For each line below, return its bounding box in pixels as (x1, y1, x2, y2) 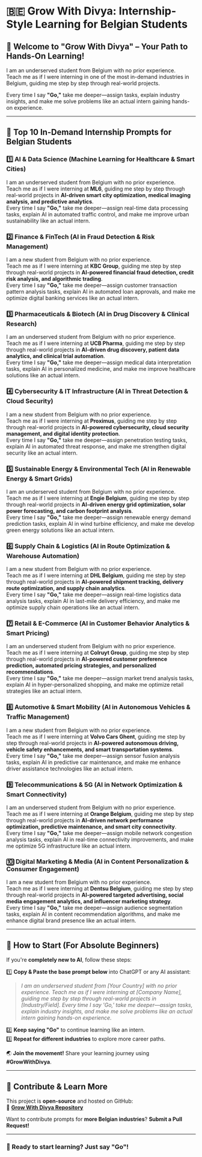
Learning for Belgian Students (35, 17, 188, 31)
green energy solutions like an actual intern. (6, 526, 115, 534)
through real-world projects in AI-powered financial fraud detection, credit (6, 268, 194, 276)
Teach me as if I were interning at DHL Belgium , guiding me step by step (6, 572, 186, 579)
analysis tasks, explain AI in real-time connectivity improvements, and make (6, 836, 194, 843)
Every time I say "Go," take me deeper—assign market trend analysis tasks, (6, 675, 194, 682)
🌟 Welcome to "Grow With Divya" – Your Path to (6, 41, 188, 52)
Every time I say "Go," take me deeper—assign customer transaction (6, 282, 177, 289)
